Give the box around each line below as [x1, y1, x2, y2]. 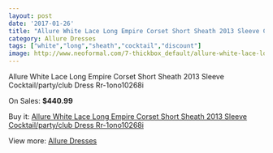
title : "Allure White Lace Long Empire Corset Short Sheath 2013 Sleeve [8, 27, 260, 35]
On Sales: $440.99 [8, 96, 73, 105]
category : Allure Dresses [8, 34, 96, 43]
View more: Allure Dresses [8, 136, 97, 146]
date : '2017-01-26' [8, 19, 75, 28]
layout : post [8, 11, 53, 20]
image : [8, 49, 31, 57]
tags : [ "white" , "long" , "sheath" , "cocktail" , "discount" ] [8, 42, 201, 50]
